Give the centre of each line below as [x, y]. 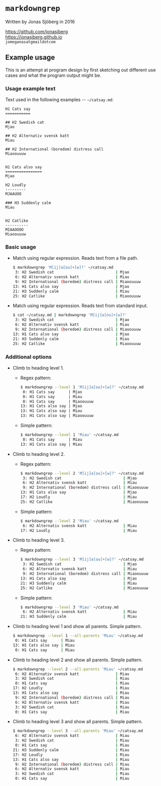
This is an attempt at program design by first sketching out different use [81, 70]
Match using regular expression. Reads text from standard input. [80, 306]
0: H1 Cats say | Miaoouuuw [58, 401]
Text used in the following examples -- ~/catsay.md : [59, 100]
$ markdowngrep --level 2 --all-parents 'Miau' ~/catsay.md [78, 669]
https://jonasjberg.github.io [34, 37]
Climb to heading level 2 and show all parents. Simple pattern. [77, 660]
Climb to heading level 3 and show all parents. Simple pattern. [78, 722]
